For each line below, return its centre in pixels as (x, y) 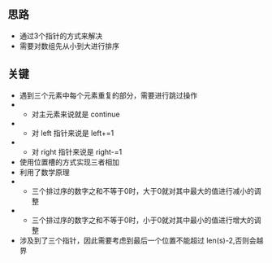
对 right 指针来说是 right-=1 (77, 151)
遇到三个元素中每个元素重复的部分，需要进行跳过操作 (108, 95)
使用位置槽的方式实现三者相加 (69, 162)
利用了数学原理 (44, 172)
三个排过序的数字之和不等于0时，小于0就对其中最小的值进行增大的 (143, 220)
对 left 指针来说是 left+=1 (73, 133)
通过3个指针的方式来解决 (61, 36)
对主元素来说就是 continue (76, 114)
